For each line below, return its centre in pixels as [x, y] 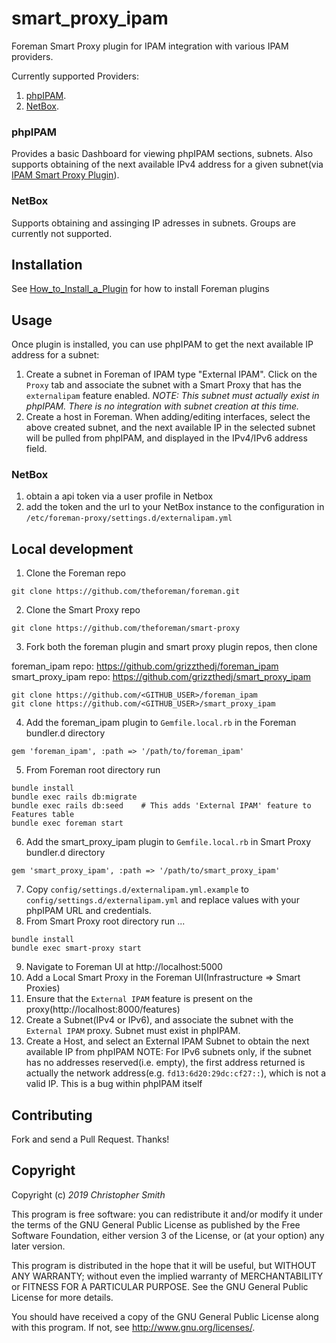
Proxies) [43, 988]
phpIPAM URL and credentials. [88, 911]
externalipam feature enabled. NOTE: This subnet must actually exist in [172, 396]
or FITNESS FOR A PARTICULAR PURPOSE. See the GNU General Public [160, 1286]
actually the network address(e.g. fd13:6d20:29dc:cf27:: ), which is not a [176, 1073]
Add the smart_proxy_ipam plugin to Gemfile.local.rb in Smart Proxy [168, 842]
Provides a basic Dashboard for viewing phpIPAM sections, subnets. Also [162, 154]
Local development [72, 548]
